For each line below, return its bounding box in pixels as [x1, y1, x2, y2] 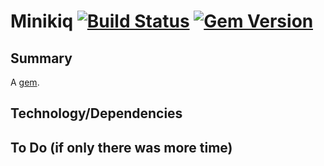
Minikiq [10, 10, 74, 33]
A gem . [10, 76, 40, 88]
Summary [10, 50, 73, 67]
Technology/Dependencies [10, 105, 183, 122]
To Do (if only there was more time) [10, 139, 233, 156]
